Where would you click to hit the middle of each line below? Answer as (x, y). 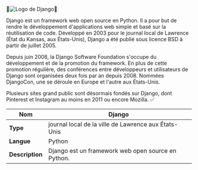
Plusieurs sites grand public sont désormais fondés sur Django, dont (89, 93)
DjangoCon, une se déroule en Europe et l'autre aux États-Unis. (83, 82)
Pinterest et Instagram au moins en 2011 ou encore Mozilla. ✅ (80, 99)
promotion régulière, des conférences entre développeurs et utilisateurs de (97, 69)
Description (26, 154)
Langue (20, 141)
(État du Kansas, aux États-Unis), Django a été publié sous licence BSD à (95, 39)
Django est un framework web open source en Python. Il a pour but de (92, 20)
